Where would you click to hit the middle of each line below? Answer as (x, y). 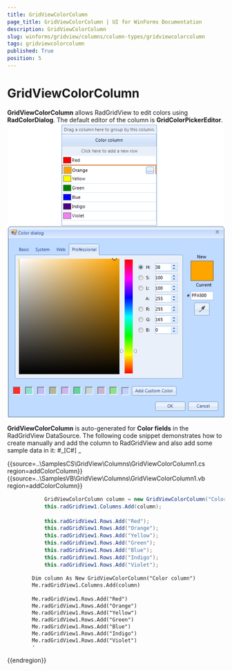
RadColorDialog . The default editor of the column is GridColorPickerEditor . (115, 120)
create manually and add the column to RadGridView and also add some (110, 443)
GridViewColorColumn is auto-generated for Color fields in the (98, 428)
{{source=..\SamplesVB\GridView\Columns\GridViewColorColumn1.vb (106, 478)
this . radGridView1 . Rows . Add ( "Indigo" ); (101, 557)
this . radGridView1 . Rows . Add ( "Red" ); (97, 521)
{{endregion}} (27, 660)
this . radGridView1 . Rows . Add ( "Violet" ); (101, 565)
